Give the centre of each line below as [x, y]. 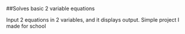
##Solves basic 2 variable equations [50, 8]
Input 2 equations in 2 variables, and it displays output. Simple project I [93, 20]
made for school [26, 26]
